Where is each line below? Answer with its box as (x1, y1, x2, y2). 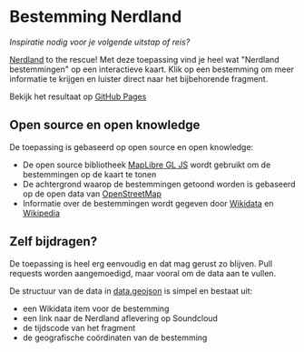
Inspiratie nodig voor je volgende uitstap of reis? (9, 36, 191, 47)
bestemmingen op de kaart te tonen (22, 168, 157, 179)
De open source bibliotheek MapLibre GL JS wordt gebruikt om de (22, 159, 271, 170)
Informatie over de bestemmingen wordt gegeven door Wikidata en (22, 197, 274, 208)
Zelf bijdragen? (9, 234, 98, 249)
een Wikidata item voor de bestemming (22, 303, 170, 314)
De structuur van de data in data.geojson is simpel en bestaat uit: (9, 285, 253, 297)
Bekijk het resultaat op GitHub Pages (9, 91, 147, 102)
